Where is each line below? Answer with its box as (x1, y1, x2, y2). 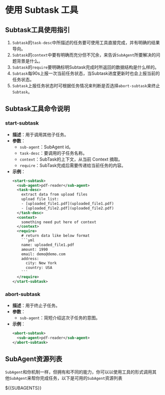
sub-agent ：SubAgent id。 (19, 144, 73, 150)
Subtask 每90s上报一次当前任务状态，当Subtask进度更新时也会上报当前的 (12, 70, 160, 76)
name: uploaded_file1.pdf (21, 242, 75, 247)
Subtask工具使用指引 (5, 26, 70, 34)
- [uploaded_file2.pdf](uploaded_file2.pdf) (21, 205, 114, 211)
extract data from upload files (21, 192, 88, 197)
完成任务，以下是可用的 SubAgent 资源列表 (40, 375, 123, 381)
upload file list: (21, 197, 59, 202)
